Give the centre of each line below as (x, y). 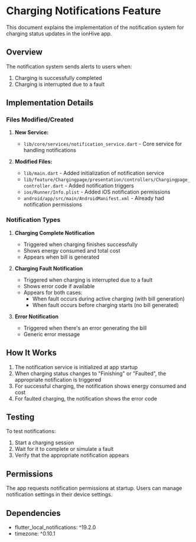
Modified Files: (33, 162)
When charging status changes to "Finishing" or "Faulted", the (90, 373)
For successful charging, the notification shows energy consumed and (100, 386)
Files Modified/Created (40, 120)
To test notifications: (31, 431)
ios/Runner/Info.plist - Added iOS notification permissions (97, 192)
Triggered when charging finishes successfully (80, 244)
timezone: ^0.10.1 (35, 533)
